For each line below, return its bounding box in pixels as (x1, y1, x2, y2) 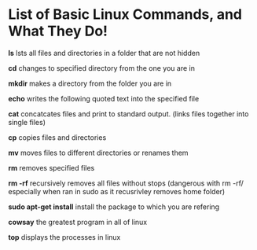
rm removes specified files (8, 163, 95, 172)
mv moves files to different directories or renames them (8, 148, 189, 157)
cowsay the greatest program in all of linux (8, 217, 148, 226)
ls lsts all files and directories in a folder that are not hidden (8, 48, 200, 57)
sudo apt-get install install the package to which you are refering (8, 202, 220, 211)
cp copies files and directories (8, 132, 107, 142)
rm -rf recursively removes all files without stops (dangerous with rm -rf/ (8, 178, 244, 188)
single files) (8, 117, 46, 127)
